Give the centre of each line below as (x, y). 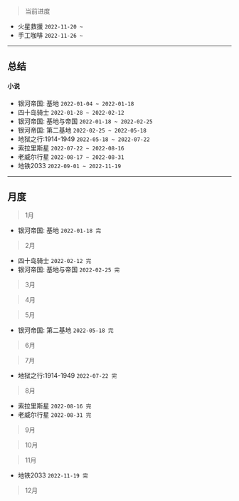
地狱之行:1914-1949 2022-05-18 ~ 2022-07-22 (84, 139)
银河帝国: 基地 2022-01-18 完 (59, 230)
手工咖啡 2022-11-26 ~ (50, 35)
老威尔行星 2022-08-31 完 (54, 415)
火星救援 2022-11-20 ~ (50, 26)
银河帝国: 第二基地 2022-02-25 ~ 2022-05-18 (82, 130)
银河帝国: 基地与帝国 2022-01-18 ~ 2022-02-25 (85, 121)
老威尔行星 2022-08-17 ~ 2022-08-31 (71, 157)
